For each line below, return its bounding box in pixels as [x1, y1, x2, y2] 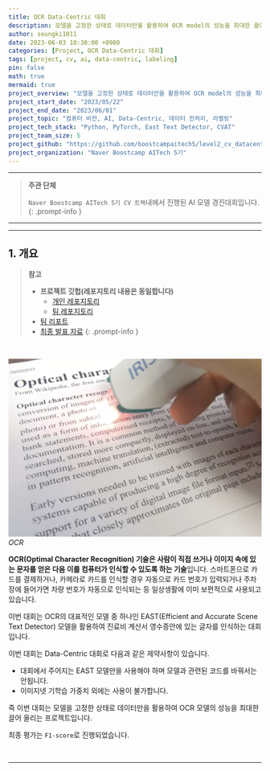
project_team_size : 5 [8, 132, 81, 140]
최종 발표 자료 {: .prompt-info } [39, 326, 139, 337]
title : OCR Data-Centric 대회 [8, 13, 106, 21]
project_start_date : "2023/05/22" [8, 97, 125, 106]
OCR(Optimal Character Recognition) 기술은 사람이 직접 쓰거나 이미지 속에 [8, 554, 248, 564]
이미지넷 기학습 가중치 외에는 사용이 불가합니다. [19, 686, 169, 695]
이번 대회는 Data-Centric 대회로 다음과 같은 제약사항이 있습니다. [8, 648, 210, 658]
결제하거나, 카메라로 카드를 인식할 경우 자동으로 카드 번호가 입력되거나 [22, 574, 243, 584]
